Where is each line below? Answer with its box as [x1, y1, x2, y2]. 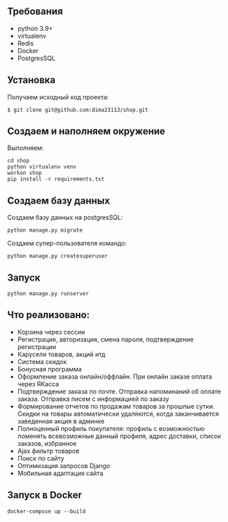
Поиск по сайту [17, 454, 64, 463]
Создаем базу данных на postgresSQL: [7, 213, 124, 222]
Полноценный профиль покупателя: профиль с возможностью [17, 424, 205, 432]
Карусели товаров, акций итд [17, 350, 106, 358]
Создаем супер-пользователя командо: [7, 239, 127, 248]
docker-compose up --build [7, 507, 86, 515]
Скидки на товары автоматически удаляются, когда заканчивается [17, 409, 219, 418]
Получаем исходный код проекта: [7, 92, 109, 101]
